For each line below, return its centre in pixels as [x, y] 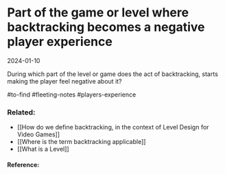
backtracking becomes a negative [106, 27]
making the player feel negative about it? [64, 81]
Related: [21, 112]
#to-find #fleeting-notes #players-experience [72, 95]
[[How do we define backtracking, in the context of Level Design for [113, 127]
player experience [60, 42]
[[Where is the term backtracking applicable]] [81, 142]
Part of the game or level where [98, 13]
